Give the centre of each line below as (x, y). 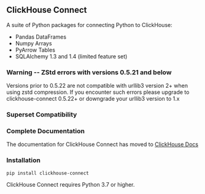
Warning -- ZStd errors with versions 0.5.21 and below (89, 72)
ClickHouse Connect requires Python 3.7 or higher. (71, 184)
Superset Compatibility (42, 115)
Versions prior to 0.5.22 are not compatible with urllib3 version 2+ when (97, 86)
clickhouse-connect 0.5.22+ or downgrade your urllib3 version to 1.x (93, 99)
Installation (24, 160)
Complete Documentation (45, 131)
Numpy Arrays (33, 43)
